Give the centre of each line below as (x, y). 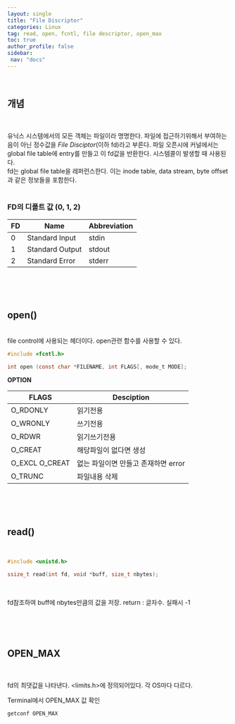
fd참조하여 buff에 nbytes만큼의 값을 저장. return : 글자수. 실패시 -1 (99, 602)
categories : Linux (34, 27)
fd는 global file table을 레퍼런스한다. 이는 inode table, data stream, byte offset (118, 171)
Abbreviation (111, 226)
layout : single (30, 14)
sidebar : (20, 54)
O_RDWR (26, 436)
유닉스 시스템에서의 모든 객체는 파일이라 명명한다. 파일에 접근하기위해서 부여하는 (117, 135)
